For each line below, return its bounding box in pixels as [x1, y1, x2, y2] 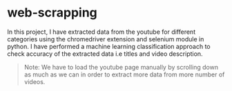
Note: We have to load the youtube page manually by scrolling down [23, 63, 219, 71]
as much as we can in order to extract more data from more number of [23, 70, 225, 79]
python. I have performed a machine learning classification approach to [7, 42, 211, 50]
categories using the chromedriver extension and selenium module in [7, 34, 204, 43]
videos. [23, 77, 46, 85]
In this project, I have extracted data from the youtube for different [7, 28, 195, 36]
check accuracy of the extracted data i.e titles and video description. [7, 50, 203, 58]
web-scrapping [7, 5, 98, 21]
